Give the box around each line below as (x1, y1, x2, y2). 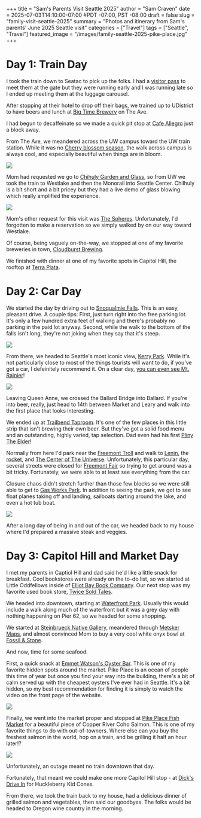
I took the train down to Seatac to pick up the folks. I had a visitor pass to (6, 77, 186, 84)
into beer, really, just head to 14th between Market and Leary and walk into (6, 401, 190, 408)
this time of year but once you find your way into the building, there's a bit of (6, 672, 195, 679)
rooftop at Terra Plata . (6, 263, 60, 271)
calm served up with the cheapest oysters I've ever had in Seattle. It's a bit (6, 679, 190, 686)
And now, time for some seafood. (6, 648, 88, 655)
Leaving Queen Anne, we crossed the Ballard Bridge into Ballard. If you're (6, 394, 187, 401)
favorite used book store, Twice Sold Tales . (6, 588, 112, 595)
